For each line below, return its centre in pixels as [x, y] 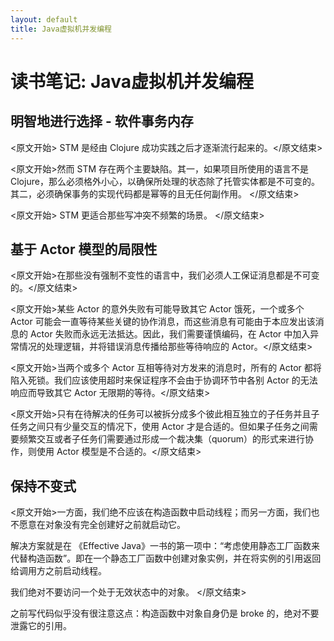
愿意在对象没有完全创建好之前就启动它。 [102, 525]
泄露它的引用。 [41, 626]
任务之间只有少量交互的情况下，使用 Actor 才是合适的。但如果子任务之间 [160, 427]
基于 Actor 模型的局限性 [84, 249]
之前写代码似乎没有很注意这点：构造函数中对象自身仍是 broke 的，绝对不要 [165, 613]
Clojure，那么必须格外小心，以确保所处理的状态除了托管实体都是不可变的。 [165, 181]
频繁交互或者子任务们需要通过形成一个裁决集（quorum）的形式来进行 [162, 439]
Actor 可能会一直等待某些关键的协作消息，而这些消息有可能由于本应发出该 [163, 322]
